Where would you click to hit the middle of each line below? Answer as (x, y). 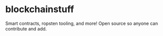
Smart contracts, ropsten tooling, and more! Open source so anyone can (81, 23)
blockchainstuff (40, 9)
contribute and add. (26, 28)
